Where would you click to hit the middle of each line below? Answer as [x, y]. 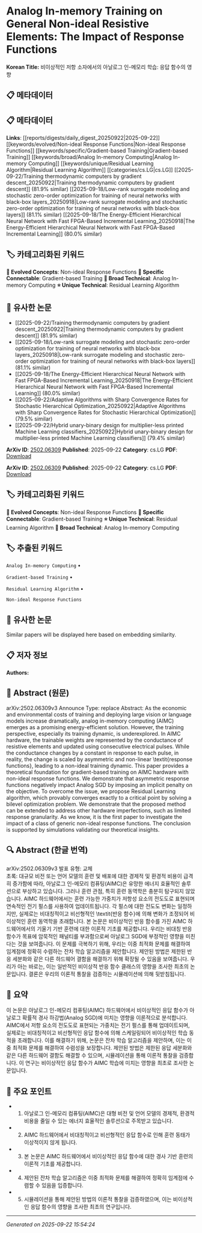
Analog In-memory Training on [84, 11]
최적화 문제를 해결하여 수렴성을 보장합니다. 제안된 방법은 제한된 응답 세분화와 [102, 1048]
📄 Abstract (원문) [38, 693]
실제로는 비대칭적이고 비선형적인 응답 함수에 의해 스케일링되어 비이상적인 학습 [97, 1033]
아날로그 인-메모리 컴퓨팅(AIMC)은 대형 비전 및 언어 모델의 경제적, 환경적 [109, 1114]
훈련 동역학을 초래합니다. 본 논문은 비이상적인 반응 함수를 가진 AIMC [106, 921]
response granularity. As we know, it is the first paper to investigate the [94, 817]
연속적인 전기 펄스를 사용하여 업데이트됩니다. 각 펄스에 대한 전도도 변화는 [91, 906]
